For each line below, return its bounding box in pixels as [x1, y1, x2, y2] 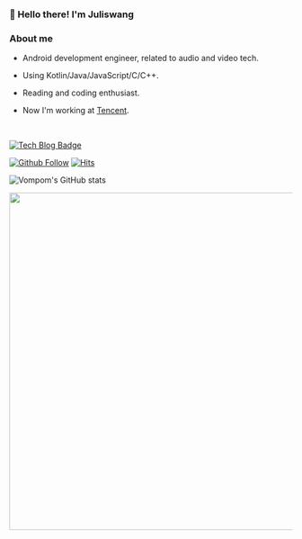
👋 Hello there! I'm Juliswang [9, 8, 135, 21]
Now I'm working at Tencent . [22, 105, 129, 116]
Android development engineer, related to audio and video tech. [22, 53, 259, 64]
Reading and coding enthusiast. [22, 87, 140, 98]
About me [9, 31, 54, 44]
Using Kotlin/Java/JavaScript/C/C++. [22, 70, 159, 81]
